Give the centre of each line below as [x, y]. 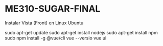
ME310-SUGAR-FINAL [53, 9]
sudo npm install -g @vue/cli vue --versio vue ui [56, 38]
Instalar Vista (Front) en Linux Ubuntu [44, 23]
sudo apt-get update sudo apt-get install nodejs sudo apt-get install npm [81, 32]
